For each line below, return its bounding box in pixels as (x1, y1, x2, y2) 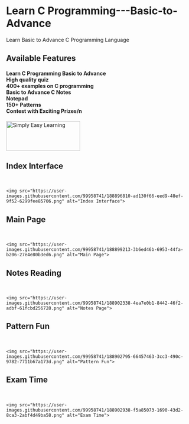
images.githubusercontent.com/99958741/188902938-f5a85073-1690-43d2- (6, 407, 184, 413)
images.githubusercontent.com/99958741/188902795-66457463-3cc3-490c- (6, 353, 184, 360)
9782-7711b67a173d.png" (6, 358, 65, 364)
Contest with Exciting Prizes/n (6, 107, 83, 115)
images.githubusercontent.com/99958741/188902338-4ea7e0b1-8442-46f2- (6, 300, 184, 306)
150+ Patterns (6, 101, 41, 108)
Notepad (6, 94, 28, 102)
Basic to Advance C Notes (6, 89, 71, 96)
